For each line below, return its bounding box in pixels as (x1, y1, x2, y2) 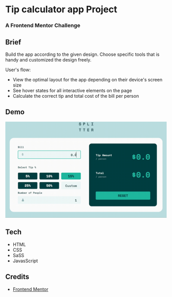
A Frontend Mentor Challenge (5, 22, 81, 29)
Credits (5, 272, 30, 281)
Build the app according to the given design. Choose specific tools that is (5, 51, 160, 57)
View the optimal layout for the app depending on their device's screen (12, 76, 163, 82)
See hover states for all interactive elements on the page (12, 87, 132, 93)
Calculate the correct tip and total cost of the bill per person (12, 93, 139, 99)
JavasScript (12, 258, 38, 264)
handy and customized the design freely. (5, 56, 92, 62)
